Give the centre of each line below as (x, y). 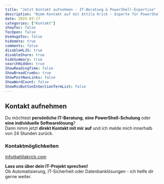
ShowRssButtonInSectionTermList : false (46, 86)
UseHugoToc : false (24, 37)
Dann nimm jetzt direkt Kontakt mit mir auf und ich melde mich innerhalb (79, 128)
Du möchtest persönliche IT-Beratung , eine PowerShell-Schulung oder (78, 118)
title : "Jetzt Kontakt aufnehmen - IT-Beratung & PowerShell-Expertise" (81, 9)
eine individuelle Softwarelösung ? (40, 123)
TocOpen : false (20, 32)
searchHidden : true (25, 64)
